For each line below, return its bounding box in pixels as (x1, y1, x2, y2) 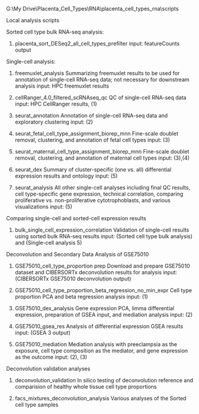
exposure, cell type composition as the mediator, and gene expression (14, 347, 188, 354)
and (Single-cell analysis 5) (14, 239, 82, 246)
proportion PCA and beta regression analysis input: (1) (14, 293, 148, 300)
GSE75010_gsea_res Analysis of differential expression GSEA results (14, 323, 183, 329)
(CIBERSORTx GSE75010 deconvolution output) (14, 275, 131, 282)
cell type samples (14, 401, 59, 408)
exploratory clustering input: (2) (14, 118, 93, 125)
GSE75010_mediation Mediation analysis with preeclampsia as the (14, 341, 177, 347)
